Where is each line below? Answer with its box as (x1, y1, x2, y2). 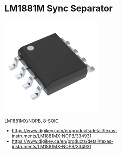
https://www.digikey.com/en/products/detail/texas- (11, 127, 118, 133)
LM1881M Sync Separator (4, 3, 113, 14)
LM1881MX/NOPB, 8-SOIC (4, 118, 59, 124)
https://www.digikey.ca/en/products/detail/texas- (11, 138, 114, 144)
